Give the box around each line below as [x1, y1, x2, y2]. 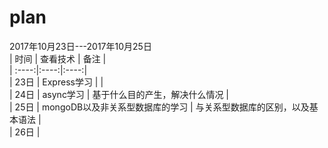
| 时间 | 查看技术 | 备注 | [9, 52, 107, 65]
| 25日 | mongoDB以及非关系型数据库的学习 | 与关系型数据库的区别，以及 [9, 101, 310, 113]
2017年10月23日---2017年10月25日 [9, 40, 152, 52]
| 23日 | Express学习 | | [9, 76, 104, 88]
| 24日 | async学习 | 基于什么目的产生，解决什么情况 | [9, 88, 229, 100]
